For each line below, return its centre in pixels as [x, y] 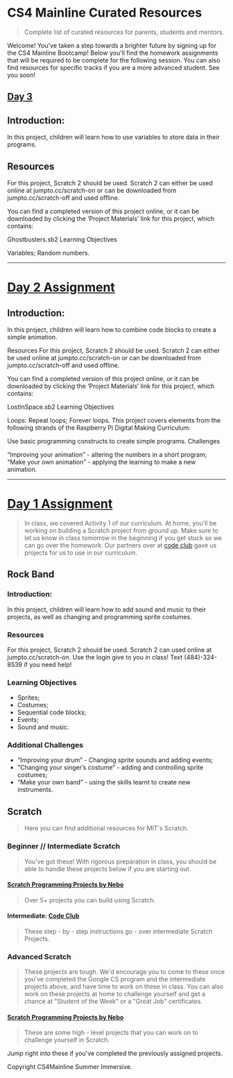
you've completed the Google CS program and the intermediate [115, 979]
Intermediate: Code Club [43, 916]
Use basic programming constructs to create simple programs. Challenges [114, 441]
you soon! [21, 75]
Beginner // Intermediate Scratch [63, 846]
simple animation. [32, 337]
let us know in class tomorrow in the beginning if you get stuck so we [123, 538]
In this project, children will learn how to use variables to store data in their [113, 137]
